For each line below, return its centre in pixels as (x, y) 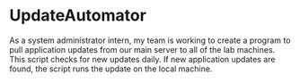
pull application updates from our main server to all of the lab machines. (142, 49)
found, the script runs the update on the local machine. (111, 69)
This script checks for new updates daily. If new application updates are (142, 59)
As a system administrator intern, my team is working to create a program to (150, 40)
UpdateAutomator (78, 16)
